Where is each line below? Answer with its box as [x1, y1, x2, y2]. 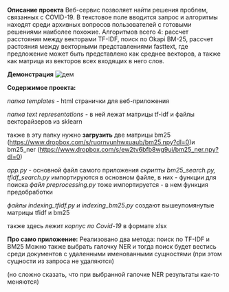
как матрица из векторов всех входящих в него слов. [7, 57, 165, 65]
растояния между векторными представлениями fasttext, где [7, 43, 188, 50]
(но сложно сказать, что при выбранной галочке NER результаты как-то [7, 271, 220, 278]
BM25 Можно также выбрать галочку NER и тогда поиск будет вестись [7, 243, 217, 250]
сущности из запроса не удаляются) [7, 257, 115, 265]
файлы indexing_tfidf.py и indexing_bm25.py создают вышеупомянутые [7, 201, 215, 209]
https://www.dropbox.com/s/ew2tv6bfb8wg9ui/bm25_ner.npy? [39, 146, 219, 153]
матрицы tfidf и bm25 [7, 209, 70, 216]
